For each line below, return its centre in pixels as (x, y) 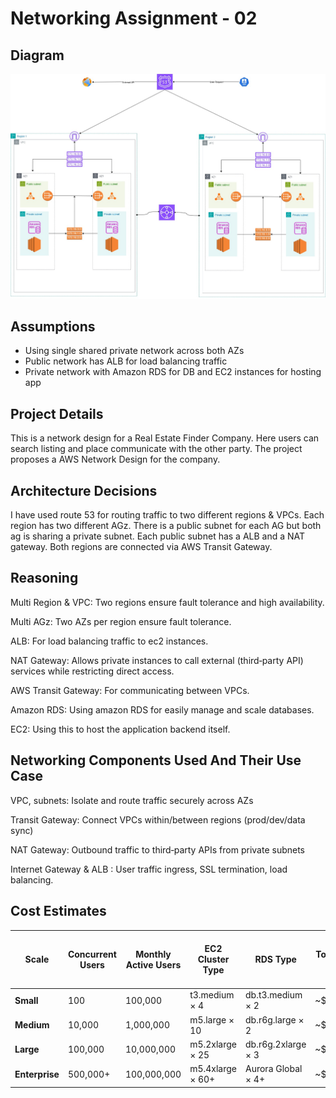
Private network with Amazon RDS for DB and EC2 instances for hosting (173, 372)
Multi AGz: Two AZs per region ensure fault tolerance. (121, 621)
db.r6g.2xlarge (276, 1044)
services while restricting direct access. (92, 671)
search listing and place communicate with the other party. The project (156, 449)
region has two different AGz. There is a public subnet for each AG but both (166, 526)
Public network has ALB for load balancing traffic (126, 361)
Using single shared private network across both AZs (134, 351)
